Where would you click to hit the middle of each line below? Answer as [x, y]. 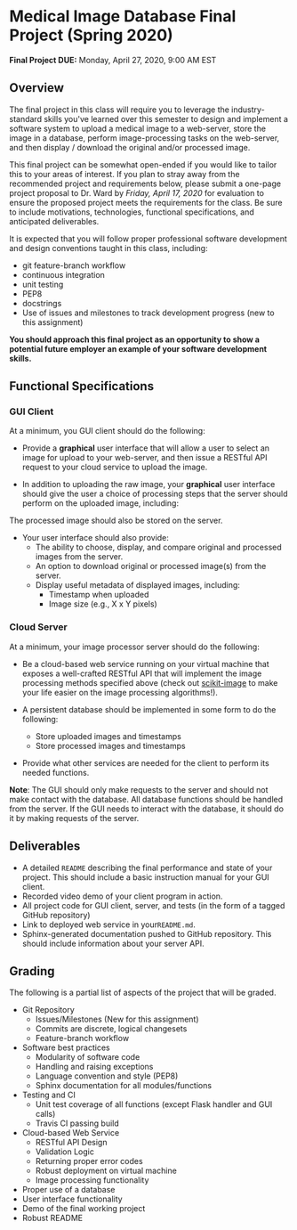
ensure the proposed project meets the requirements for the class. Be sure [146, 202]
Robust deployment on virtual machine [106, 1171]
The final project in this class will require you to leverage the [119, 110]
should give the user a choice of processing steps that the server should [155, 494]
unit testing [43, 284]
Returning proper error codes [89, 1161]
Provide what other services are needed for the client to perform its [145, 762]
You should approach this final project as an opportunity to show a [135, 339]
